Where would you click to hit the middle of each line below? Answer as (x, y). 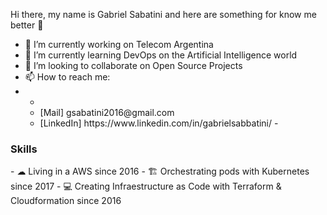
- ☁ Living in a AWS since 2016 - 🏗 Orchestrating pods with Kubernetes (160, 171)
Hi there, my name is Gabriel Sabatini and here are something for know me (163, 14)
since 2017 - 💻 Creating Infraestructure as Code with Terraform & (146, 186)
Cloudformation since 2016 (66, 201)
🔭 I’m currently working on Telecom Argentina (119, 44)
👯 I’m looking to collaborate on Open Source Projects (133, 65)
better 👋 (27, 25)
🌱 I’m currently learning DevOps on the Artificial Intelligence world (161, 55)
